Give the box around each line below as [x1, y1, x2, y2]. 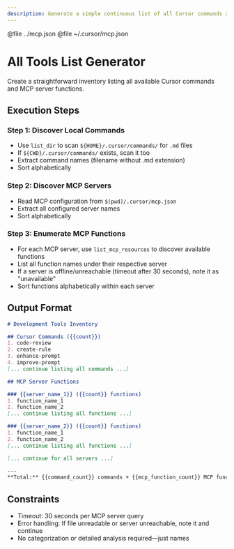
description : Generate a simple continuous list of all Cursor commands [7, 10, 223, 17]
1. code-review [7, 340, 52, 347]
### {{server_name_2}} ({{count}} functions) [7, 423, 141, 430]
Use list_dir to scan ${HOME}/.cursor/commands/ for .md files [17, 141, 193, 150]
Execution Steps [7, 104, 80, 116]
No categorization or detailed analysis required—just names [17, 534, 189, 543]
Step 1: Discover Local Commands [7, 125, 125, 135]
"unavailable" [17, 274, 56, 283]
